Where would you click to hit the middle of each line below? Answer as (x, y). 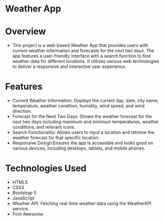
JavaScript (23, 198)
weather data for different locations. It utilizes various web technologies (86, 61)
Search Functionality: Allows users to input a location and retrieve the (83, 132)
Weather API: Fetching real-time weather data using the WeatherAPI (82, 203)
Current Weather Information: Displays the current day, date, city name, (85, 101)
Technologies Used (46, 168)
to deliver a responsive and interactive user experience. (69, 67)
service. (21, 209)
